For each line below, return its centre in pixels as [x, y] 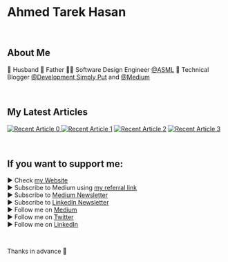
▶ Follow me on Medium [42, 210]
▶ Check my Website [38, 180]
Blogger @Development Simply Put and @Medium [79, 77]
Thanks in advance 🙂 [37, 251]
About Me [29, 53]
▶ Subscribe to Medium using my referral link [72, 188]
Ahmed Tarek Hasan [67, 12]
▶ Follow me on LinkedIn [42, 225]
